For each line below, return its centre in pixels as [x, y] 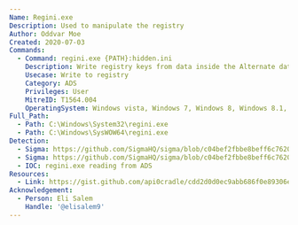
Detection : [29, 141]
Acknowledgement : [41, 190]
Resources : [29, 174]
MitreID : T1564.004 [61, 100]
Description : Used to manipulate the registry [97, 26]
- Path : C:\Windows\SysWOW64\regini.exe [93, 133]
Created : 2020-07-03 [47, 42]
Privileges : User [57, 91]
